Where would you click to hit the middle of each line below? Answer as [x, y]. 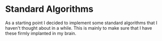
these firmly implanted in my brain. [41, 33]
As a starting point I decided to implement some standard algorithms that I [81, 23]
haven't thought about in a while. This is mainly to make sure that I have [79, 28]
